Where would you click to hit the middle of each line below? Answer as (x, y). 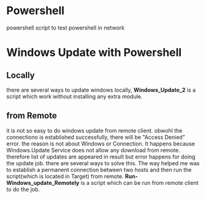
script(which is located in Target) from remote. (65, 176)
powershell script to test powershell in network (65, 28)
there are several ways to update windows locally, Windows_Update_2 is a (101, 90)
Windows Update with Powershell (94, 53)
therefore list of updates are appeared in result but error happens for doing (101, 157)
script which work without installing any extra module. (74, 96)
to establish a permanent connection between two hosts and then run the (99, 170)
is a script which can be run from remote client (139, 182)
